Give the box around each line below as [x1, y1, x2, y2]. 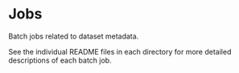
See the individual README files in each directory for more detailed [8, 47, 232, 56]
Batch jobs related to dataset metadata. [8, 31, 139, 41]
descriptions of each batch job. [8, 55, 112, 65]
